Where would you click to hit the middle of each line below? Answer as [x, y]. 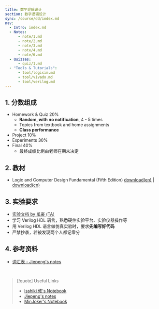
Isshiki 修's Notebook [45, 291]
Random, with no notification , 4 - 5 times [61, 120]
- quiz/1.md [30, 64]
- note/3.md [30, 46]
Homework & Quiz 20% [35, 114]
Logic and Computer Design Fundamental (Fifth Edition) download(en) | [83, 180]
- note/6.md [30, 55]
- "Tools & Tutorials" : [33, 68]
